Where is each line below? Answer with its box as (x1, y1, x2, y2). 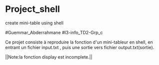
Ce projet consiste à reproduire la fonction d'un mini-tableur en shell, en (5, 39, 153, 45)
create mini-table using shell (5, 20, 64, 26)
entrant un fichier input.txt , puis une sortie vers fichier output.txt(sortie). (5, 44, 155, 50)
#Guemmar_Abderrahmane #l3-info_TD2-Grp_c (5, 29, 103, 35)
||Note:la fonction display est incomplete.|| (5, 54, 93, 60)
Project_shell (5, 3, 60, 15)
